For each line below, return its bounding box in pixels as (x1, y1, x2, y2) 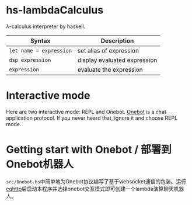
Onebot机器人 (6, 158, 74, 171)
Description (100, 36, 134, 44)
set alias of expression (77, 46, 139, 54)
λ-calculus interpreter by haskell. (6, 23, 86, 30)
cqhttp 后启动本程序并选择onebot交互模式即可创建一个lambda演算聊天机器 (6, 185, 184, 192)
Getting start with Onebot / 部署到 (6, 143, 172, 157)
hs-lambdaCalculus (6, 4, 104, 17)
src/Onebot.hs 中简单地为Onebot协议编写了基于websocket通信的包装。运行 (6, 178, 187, 185)
